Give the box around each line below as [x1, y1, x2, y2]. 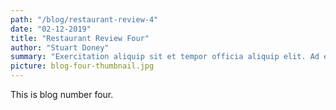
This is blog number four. [10, 89, 114, 100]
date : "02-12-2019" [10, 24, 92, 34]
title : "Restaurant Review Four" [10, 33, 150, 43]
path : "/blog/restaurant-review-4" [10, 14, 159, 25]
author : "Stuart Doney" [10, 42, 110, 53]
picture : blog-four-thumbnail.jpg [10, 61, 155, 71]
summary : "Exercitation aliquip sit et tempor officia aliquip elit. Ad [10, 52, 320, 62]
